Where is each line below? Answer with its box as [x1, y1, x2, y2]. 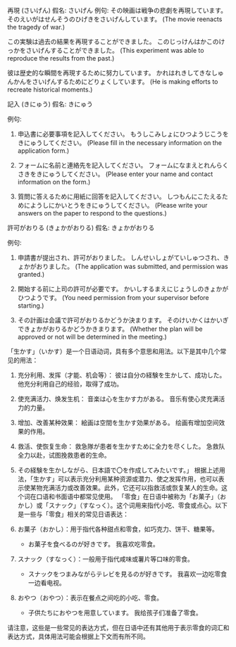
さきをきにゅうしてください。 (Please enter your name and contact [17, 170, 213, 178]
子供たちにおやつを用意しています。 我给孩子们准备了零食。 [27, 608, 202, 617]
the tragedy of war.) [7, 23, 66, 31]
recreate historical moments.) [7, 85, 93, 94]
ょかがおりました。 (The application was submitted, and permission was [17, 263, 228, 270]
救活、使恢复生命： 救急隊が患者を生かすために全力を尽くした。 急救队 [17, 442, 225, 451]
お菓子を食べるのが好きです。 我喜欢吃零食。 [27, 540, 160, 548]
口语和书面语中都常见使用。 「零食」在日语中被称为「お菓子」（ [36, 492, 221, 501]
